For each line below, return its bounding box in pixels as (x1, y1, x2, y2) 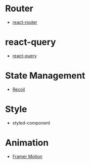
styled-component (12, 120, 50, 126)
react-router (12, 19, 38, 25)
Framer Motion (12, 153, 43, 159)
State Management (5, 70, 86, 81)
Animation (5, 137, 49, 148)
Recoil (12, 86, 25, 92)
